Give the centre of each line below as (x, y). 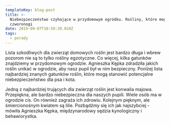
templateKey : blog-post (30, 10)
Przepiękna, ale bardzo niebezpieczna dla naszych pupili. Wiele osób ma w (83, 95)
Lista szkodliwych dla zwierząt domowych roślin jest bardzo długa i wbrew (83, 52)
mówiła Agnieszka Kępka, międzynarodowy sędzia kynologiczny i (74, 111)
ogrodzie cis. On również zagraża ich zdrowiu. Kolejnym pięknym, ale (78, 100)
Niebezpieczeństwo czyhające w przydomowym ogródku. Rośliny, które (83, 19)
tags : (11, 33)
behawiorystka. (22, 116)
